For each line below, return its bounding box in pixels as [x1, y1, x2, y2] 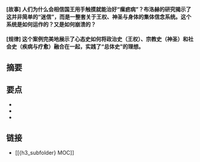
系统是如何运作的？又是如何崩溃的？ [6, 20, 96, 28]
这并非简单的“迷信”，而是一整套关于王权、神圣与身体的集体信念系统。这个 [6, 13, 192, 20]
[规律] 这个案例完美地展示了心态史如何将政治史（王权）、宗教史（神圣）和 [6, 36, 189, 43]
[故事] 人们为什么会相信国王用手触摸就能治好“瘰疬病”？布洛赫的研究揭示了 [6, 5, 192, 13]
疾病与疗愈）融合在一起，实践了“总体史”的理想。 [22, 43, 145, 51]
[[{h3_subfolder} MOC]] [14, 149, 74, 157]
